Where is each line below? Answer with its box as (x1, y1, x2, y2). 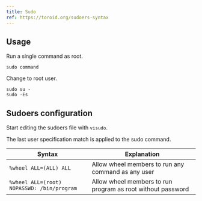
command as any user (91, 168, 155, 176)
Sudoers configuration (6, 108, 93, 118)
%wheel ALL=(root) (9, 179, 62, 186)
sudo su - (6, 87, 31, 93)
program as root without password (91, 185, 189, 193)
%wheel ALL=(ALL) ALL (9, 165, 71, 172)
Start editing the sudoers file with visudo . (6, 124, 108, 131)
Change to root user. (6, 75, 57, 82)
